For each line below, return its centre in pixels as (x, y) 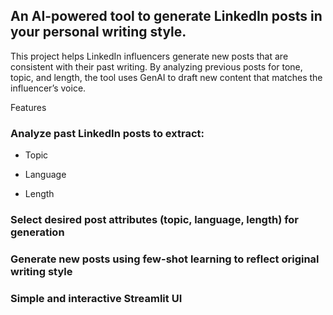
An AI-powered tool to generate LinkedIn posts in (166, 16)
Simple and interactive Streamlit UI (96, 298)
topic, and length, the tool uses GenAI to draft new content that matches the (166, 77)
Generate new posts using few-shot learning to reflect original (165, 259)
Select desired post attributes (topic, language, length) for (155, 220)
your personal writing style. (98, 32)
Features (28, 107)
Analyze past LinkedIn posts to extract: (107, 133)
